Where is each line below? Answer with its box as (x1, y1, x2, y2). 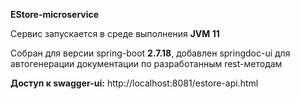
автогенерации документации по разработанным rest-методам (10, 58, 283, 69)
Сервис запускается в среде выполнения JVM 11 (10, 28, 220, 39)
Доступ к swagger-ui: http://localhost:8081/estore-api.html (10, 77, 259, 89)
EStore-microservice (10, 9, 100, 20)
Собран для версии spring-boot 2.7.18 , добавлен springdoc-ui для (10, 47, 291, 59)
